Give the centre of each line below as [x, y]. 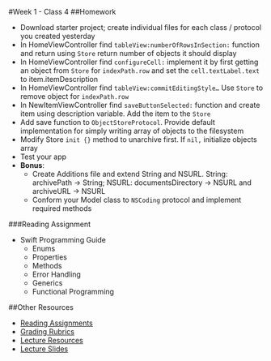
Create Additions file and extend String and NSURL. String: [130, 174]
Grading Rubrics [47, 331]
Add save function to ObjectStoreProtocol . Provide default [118, 122]
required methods [62, 208]
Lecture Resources [51, 340]
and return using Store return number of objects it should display [128, 53]
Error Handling [56, 274]
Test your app [43, 157]
